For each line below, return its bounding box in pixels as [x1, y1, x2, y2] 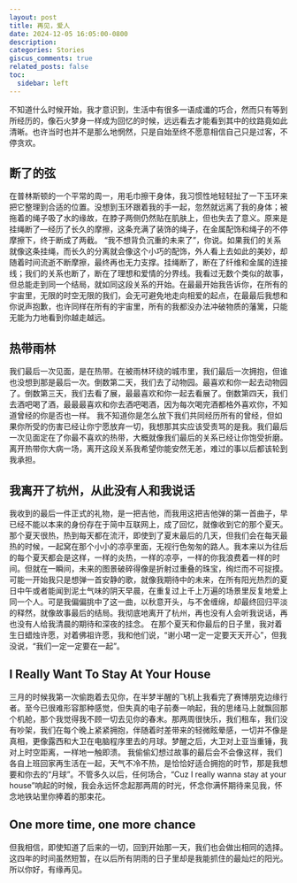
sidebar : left [17, 79, 69, 88]
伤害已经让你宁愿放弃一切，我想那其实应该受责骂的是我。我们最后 [47, 421, 288, 432]
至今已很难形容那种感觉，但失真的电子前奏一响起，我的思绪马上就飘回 [24, 703, 280, 713]
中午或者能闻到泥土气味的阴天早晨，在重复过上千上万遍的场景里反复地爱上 [16, 586, 288, 596]
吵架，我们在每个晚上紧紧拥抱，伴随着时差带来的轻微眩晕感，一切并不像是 [16, 725, 288, 735]
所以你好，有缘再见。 [9, 864, 87, 874]
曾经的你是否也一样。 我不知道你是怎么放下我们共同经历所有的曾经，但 [16, 411, 275, 421]
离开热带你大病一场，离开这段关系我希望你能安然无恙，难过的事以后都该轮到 [9, 443, 288, 454]
